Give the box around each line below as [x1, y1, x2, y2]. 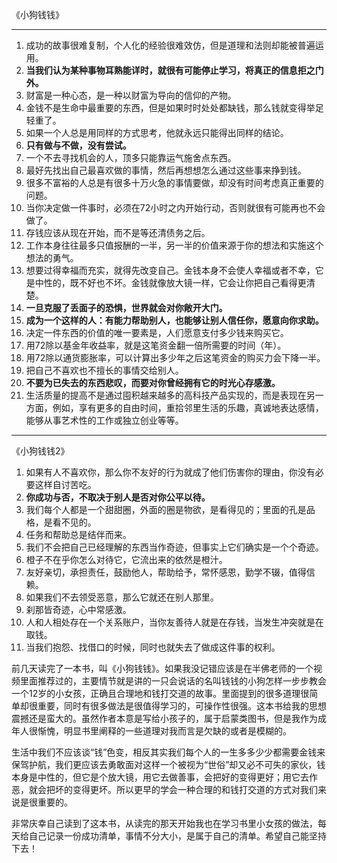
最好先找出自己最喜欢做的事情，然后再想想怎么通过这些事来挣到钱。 [25, 164, 307, 176]
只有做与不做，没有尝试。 [25, 139, 132, 151]
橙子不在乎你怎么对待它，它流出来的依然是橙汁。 [25, 554, 228, 565]
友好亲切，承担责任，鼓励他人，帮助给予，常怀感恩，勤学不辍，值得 [25, 566, 307, 578]
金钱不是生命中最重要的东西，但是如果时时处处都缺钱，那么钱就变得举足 [25, 102, 324, 113]
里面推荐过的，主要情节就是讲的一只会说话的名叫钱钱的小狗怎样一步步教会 [19, 675, 327, 687]
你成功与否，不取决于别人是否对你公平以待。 [25, 491, 211, 503]
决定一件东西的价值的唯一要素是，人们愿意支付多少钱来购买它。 [25, 327, 289, 338]
